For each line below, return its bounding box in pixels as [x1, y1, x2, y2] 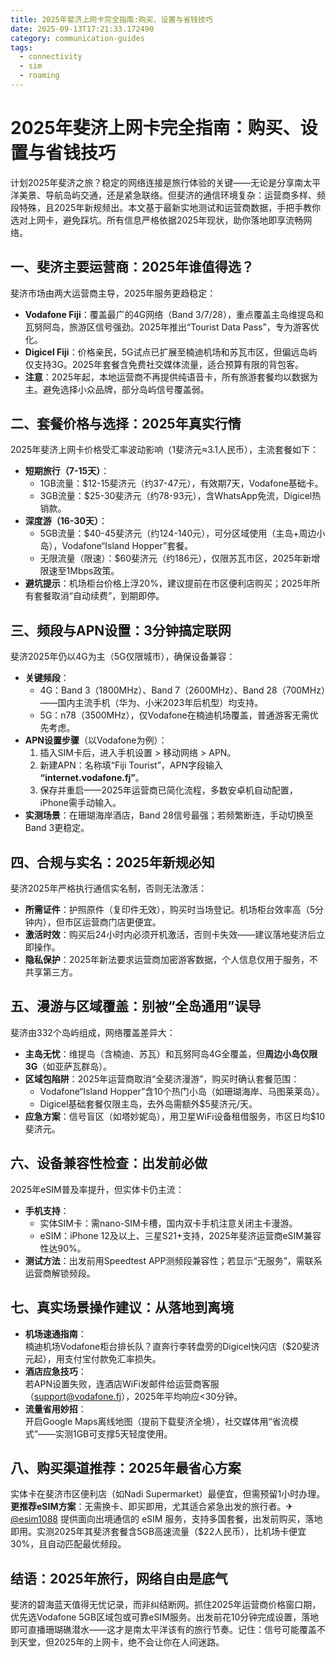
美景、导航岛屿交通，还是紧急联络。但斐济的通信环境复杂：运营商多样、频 [18, 189, 326, 201]
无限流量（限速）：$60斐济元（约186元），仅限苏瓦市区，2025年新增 [39, 552, 321, 565]
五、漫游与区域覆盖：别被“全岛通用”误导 [10, 998, 262, 1015]
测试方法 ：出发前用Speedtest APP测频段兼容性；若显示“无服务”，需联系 [24, 1254, 323, 1266]
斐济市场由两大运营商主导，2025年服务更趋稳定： [10, 287, 217, 299]
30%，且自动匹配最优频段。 [10, 1538, 127, 1550]
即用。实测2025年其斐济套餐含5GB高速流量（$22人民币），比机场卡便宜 [10, 1526, 307, 1538]
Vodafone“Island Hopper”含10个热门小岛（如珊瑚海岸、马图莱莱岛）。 [39, 1085, 325, 1097]
